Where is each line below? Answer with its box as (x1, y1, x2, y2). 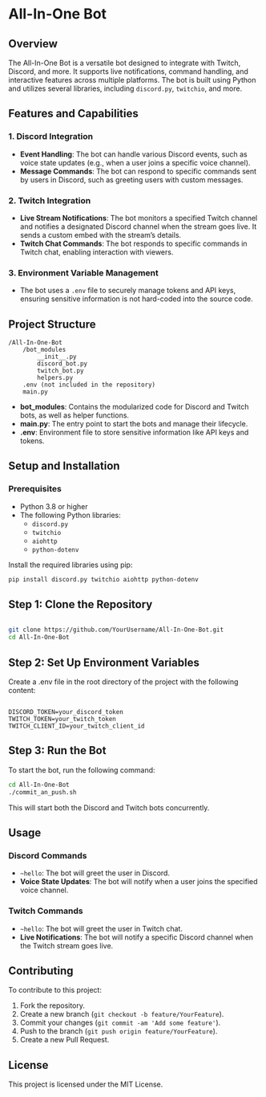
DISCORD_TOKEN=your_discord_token (8, 708, 124, 716)
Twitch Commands (8, 905, 83, 916)
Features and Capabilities (8, 107, 139, 120)
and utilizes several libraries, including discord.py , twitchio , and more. (8, 84, 243, 93)
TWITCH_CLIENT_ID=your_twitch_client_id (8, 722, 146, 731)
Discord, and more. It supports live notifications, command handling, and (8, 67, 248, 76)
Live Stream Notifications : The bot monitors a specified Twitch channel (19, 213, 258, 222)
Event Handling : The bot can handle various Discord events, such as (19, 149, 248, 159)
